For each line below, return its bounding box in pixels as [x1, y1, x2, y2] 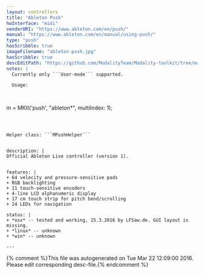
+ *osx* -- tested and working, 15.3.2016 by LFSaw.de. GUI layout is [6, 217, 189, 223]
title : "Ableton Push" [6, 15, 64, 21]
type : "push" [6, 37, 39, 43]
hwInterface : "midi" [6, 20, 59, 26]
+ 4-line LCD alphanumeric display [6, 191, 97, 197]
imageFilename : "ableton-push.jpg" [6, 49, 97, 55]
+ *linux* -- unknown [6, 228, 61, 234]
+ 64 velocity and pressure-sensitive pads [6, 175, 118, 181]
